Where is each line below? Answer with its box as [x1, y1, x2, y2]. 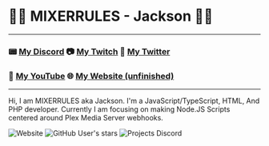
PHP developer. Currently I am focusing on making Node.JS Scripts [8, 105, 231, 114]
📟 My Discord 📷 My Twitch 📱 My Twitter [8, 45, 171, 57]
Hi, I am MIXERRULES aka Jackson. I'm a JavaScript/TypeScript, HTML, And [8, 96, 260, 106]
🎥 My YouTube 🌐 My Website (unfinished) [8, 70, 175, 81]
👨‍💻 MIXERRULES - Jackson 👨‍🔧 [8, 7, 214, 26]
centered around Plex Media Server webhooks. [8, 113, 164, 123]
